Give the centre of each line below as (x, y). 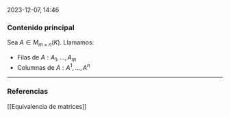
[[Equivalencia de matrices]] (47, 106)
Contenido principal (41, 27)
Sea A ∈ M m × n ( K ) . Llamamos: (51, 43)
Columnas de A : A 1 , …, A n (53, 66)
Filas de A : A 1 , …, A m (47, 58)
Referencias (28, 92)
